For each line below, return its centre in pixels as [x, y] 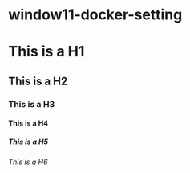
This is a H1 [46, 52]
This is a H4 [28, 123]
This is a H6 [28, 162]
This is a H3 [32, 104]
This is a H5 [28, 142]
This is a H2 [38, 81]
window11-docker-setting [95, 15]
